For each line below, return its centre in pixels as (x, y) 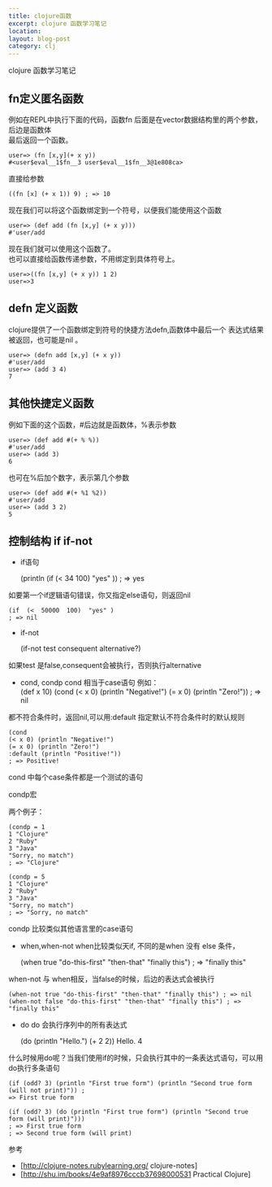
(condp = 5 (27, 877)
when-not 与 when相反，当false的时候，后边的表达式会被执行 (112, 979)
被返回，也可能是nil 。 (45, 339)
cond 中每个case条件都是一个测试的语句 (76, 777)
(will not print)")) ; (47, 1091)
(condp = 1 (27, 827)
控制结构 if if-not (51, 541)
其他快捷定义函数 (51, 404)
